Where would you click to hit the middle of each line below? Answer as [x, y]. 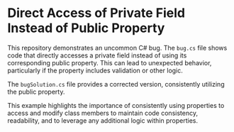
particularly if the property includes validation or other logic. [95, 70]
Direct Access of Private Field [96, 13]
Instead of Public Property [86, 28]
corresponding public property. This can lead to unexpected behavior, [110, 62]
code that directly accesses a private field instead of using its [97, 55]
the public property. [36, 92]
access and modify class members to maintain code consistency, [103, 113]
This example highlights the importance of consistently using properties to [116, 105]
